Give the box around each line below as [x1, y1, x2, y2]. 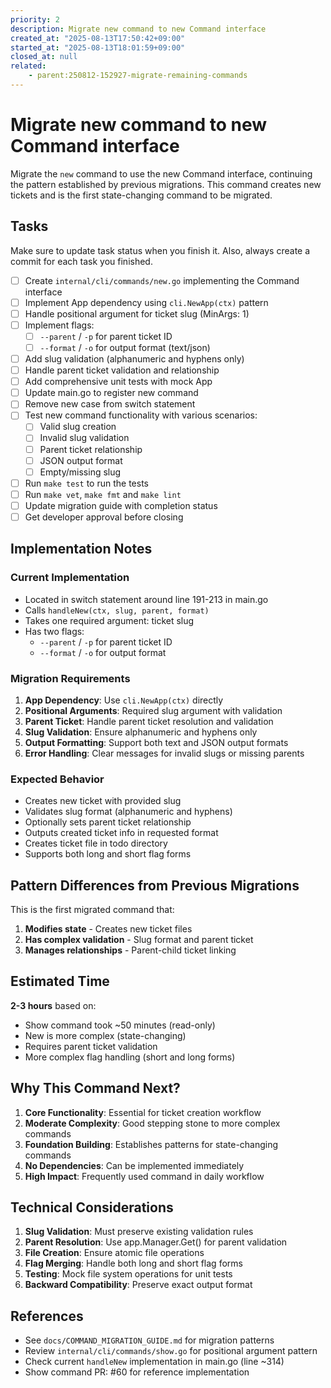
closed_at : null [10, 52, 78, 62]
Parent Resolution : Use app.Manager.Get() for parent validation [24, 1236, 288, 1248]
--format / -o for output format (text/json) [39, 341, 211, 353]
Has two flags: [24, 625, 85, 637]
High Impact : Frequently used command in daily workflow [24, 1170, 265, 1182]
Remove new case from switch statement [24, 398, 196, 410]
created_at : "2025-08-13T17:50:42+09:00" [10, 33, 186, 43]
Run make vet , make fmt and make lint [24, 488, 182, 500]
